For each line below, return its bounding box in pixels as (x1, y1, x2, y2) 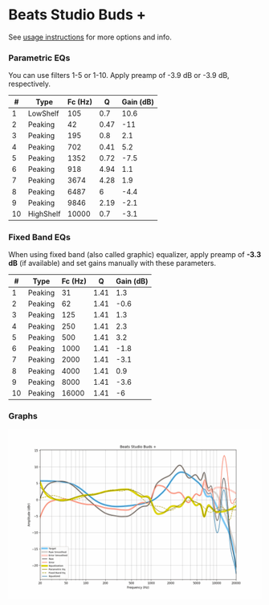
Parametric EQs (8, 52, 71, 63)
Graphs (8, 411, 38, 422)
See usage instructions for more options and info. (8, 32, 173, 42)
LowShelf (27, 108, 59, 118)
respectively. (8, 79, 51, 89)
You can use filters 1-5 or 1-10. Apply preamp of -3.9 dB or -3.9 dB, (8, 71, 230, 80)
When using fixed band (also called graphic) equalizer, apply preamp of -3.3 (8, 250, 262, 260)
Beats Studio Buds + (8, 6, 147, 24)
